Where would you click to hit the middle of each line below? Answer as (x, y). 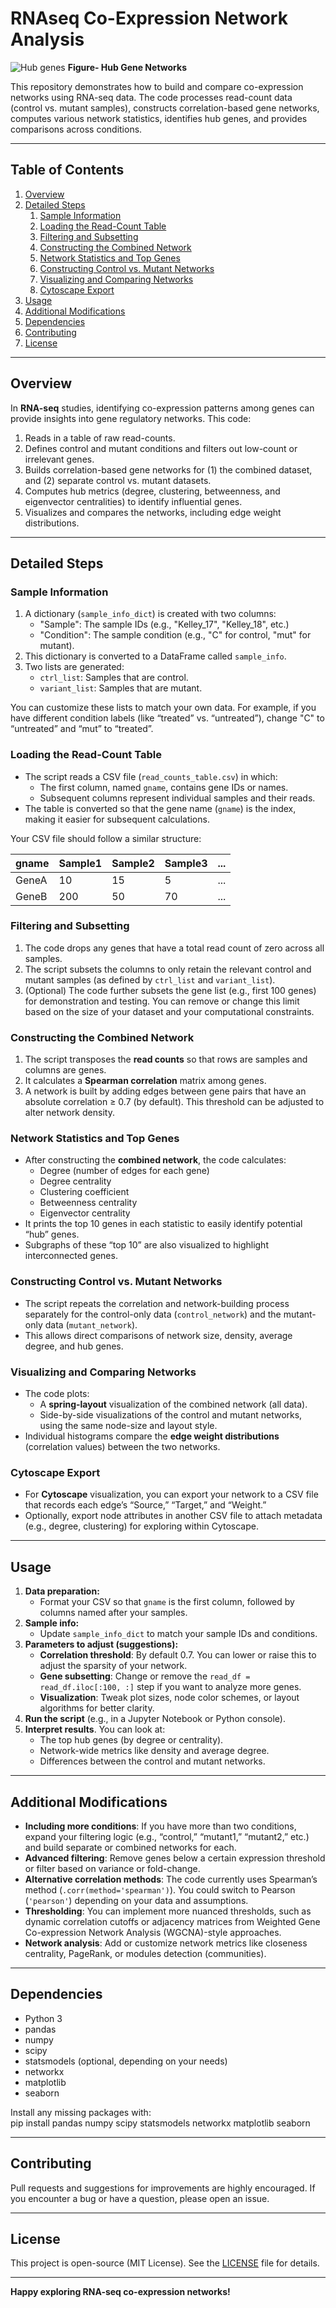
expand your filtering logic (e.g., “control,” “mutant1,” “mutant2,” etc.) (167, 1836)
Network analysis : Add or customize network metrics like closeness (166, 1943)
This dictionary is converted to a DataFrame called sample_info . (155, 656)
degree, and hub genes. (74, 1346)
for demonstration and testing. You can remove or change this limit (162, 1001)
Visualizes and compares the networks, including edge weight (153, 512)
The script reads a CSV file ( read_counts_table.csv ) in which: (151, 776)
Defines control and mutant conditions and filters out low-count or (161, 448)
